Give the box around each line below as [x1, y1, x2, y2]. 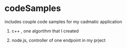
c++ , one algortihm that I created [11, 28, 79, 34]
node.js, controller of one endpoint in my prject [11, 37, 106, 43]
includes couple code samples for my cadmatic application [4, 19, 122, 24]
